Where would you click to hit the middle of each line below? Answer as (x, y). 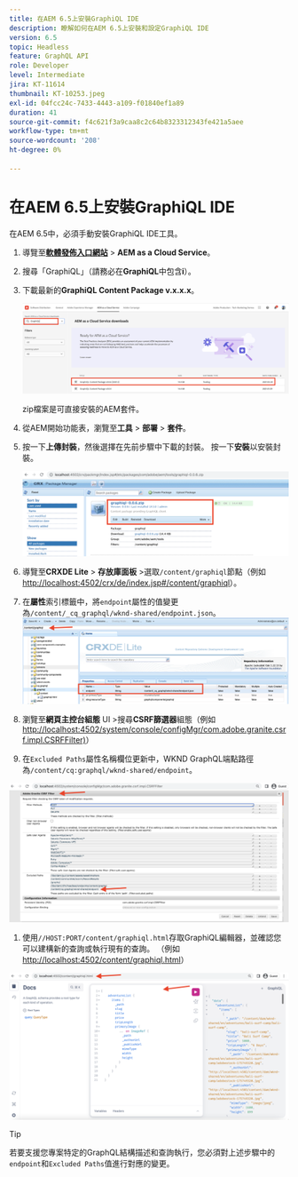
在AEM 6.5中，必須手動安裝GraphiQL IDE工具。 (96, 233)
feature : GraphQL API (49, 56)
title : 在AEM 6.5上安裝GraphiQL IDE (74, 19)
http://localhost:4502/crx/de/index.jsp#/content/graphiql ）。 (132, 583)
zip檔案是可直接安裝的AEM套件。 (83, 410)
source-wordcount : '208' (55, 141)
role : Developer (39, 66)
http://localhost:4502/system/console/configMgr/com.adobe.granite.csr (154, 729)
